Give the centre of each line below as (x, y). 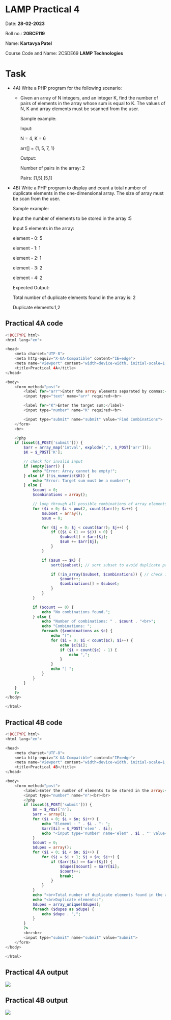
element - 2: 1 (27, 258)
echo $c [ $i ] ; (74, 645)
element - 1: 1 (26, 248)
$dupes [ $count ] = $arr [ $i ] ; (90, 866)
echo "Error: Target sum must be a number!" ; (81, 481)
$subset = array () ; (62, 513)
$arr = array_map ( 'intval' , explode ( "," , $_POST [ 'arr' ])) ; (88, 447)
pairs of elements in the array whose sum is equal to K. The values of (93, 103)
